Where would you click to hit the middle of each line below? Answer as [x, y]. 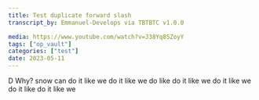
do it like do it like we [42, 89]
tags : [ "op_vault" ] [40, 44]
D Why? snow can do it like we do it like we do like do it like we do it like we [129, 80]
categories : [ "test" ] [44, 52]
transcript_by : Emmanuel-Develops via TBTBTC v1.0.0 [96, 23]
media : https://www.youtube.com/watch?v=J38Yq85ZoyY [96, 37]
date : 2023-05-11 [36, 59]
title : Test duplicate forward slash [70, 15]
